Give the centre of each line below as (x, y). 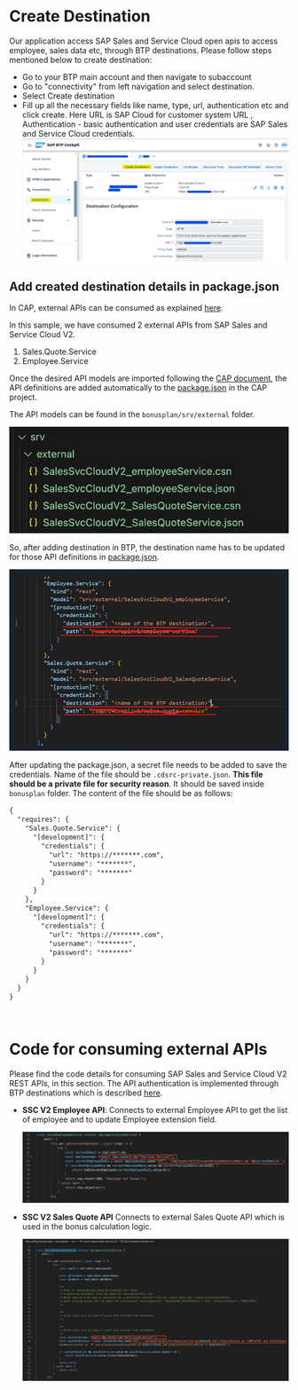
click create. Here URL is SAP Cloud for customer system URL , (137, 115)
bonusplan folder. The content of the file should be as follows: (121, 793)
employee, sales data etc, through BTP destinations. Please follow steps (141, 50)
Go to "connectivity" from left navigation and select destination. (138, 86)
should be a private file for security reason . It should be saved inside (137, 784)
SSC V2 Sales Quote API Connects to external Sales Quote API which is (153, 1217)
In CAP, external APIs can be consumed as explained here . (116, 308)
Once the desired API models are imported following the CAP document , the (148, 378)
